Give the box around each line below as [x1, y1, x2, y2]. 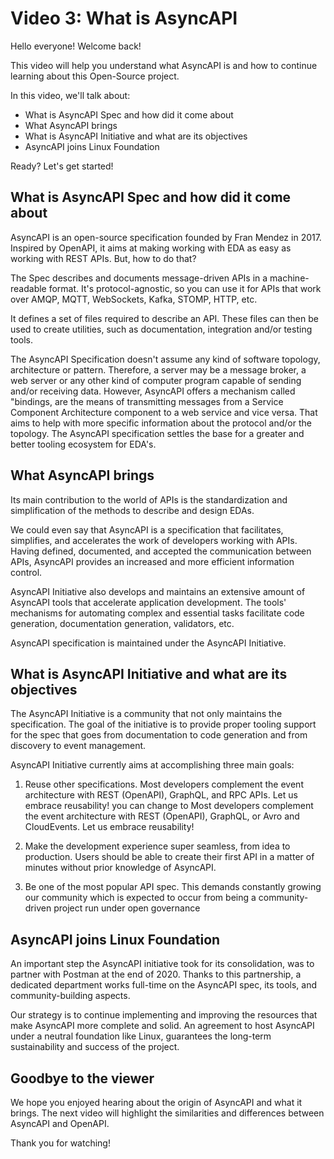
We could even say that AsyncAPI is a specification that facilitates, [10, 523, 284, 536]
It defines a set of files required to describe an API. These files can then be [10, 312, 319, 324]
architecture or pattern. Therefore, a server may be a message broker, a [10, 363, 307, 376]
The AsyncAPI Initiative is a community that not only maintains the [10, 708, 283, 720]
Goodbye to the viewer [10, 1070, 155, 1087]
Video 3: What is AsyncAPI [10, 7, 238, 30]
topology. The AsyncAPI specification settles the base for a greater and [10, 427, 305, 439]
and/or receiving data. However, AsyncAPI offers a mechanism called [10, 385, 296, 397]
